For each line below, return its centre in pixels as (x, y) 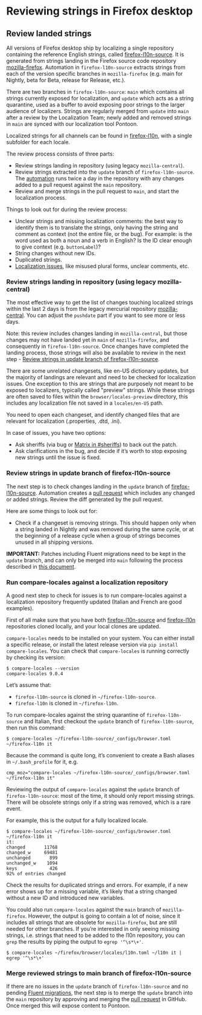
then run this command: (36, 728)
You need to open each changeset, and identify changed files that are (93, 415)
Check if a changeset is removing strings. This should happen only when (105, 523)
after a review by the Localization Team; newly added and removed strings (99, 117)
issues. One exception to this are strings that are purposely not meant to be (100, 384)
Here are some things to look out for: (52, 511)
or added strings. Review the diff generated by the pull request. (85, 499)
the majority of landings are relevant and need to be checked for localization (101, 377)
